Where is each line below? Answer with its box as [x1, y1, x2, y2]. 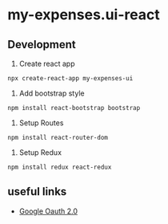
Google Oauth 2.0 [18, 206, 78, 216]
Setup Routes [18, 118, 64, 128]
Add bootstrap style [18, 88, 85, 98]
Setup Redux [18, 148, 62, 157]
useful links [7, 185, 67, 198]
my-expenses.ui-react [7, 6, 161, 24]
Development [7, 38, 77, 51]
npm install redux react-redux [7, 163, 112, 171]
